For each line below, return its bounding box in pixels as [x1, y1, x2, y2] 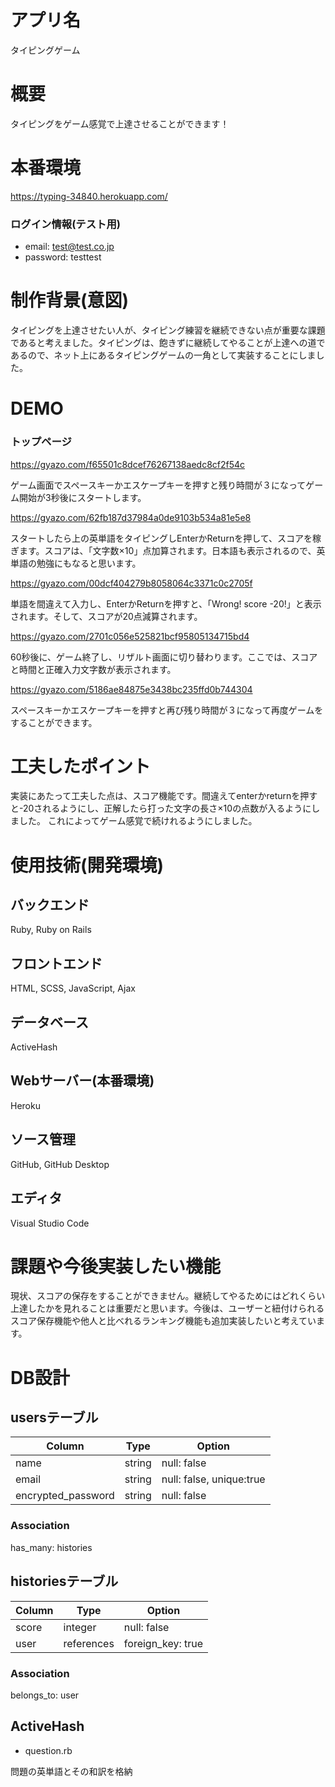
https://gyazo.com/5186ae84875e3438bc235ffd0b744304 [10, 683, 253, 695]
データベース [10, 1014, 89, 1031]
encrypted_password [15, 1489, 115, 1503]
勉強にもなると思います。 [36, 557, 142, 569]
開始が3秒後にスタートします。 [18, 491, 147, 503]
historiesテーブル [10, 1573, 119, 1590]
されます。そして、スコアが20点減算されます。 [10, 610, 203, 622]
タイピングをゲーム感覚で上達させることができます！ [10, 117, 230, 130]
